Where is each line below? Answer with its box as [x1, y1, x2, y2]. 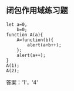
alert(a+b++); [27, 42, 62, 48]
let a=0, [6, 21, 28, 28]
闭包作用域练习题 [6, 5, 68, 16]
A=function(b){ [16, 37, 54, 43]
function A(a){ [6, 32, 43, 38]
